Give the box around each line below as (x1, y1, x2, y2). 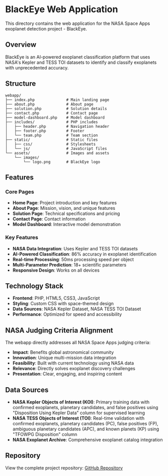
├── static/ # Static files (5, 137, 98, 142)
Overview (5, 41, 37, 49)
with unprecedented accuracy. (5, 64, 69, 70)
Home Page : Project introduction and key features (12, 200, 117, 206)
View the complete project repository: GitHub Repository (5, 465, 123, 471)
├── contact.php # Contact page (5, 111, 98, 116)
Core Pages (5, 188, 34, 195)
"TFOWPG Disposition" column (12, 431, 77, 437)
